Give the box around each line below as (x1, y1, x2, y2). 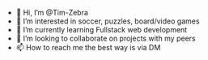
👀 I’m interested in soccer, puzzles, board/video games (15, 16, 200, 26)
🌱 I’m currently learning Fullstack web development (15, 25, 188, 34)
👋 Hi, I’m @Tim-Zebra (15, 8, 89, 17)
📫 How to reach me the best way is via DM (15, 43, 161, 52)
